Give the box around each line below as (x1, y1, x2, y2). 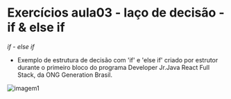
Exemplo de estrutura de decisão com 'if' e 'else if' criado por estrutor (17, 55, 219, 64)
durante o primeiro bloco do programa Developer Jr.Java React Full (17, 63, 210, 71)
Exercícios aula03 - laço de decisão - (7, 5, 225, 21)
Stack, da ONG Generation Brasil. (17, 71, 113, 79)
